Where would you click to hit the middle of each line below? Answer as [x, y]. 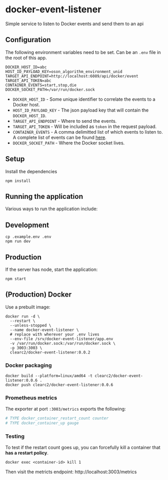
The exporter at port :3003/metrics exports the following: [66, 409]
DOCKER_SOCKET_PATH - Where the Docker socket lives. [69, 143]
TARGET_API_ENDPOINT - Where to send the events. [65, 121]
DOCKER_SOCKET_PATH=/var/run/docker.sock [50, 89]
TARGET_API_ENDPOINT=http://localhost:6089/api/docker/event [72, 76]
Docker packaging [29, 365]
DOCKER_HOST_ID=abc [26, 67]
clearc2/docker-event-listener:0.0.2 [50, 352]
